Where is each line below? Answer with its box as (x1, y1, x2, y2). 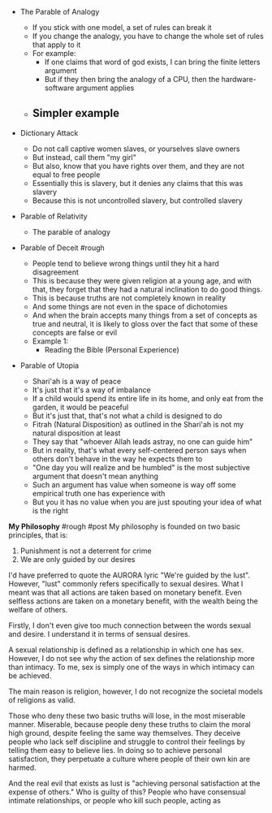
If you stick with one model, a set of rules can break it (32, 23, 213, 32)
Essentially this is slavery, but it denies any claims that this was (32, 178, 244, 188)
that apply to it (32, 40, 81, 50)
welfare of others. (8, 604, 68, 614)
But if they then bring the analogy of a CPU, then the (44, 75, 220, 84)
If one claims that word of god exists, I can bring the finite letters (44, 57, 261, 67)
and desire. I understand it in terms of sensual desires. (8, 629, 191, 638)
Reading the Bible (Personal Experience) (44, 344, 180, 354)
